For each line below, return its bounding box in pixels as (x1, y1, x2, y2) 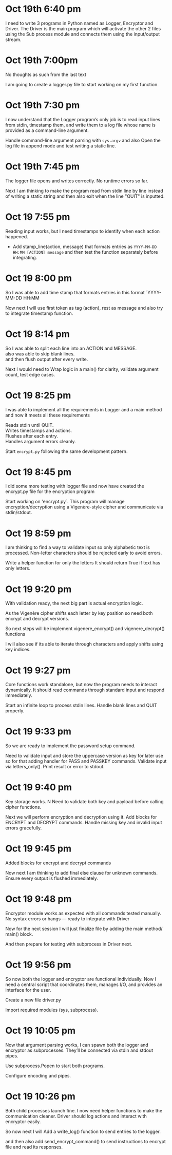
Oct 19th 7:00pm (5, 54, 78, 66)
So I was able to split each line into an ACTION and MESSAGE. (5, 345, 137, 351)
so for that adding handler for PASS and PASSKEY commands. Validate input (5, 758, 167, 764)
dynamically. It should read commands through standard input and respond (5, 687, 165, 693)
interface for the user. (5, 987, 51, 993)
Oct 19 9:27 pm (5, 665, 71, 676)
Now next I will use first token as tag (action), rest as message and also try (5, 305, 163, 311)
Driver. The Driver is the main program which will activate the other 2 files (5, 25, 161, 31)
